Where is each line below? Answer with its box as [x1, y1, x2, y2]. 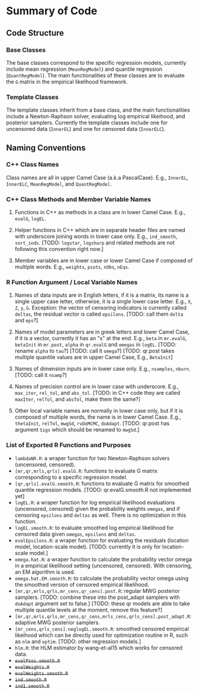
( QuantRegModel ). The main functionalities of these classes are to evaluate [6, 71, 185, 78]
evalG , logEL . [14, 215, 46, 222]
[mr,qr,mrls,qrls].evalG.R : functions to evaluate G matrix [14, 467, 158, 474]
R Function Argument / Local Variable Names [6, 278, 138, 287]
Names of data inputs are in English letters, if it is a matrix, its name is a [14, 291, 189, 299]
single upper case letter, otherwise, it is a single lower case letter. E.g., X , [14, 298, 192, 305]
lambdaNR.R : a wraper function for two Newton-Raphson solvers [14, 454, 170, 461]
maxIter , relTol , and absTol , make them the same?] [14, 395, 141, 403]
